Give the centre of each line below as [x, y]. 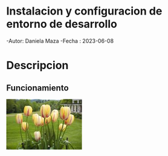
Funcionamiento [37, 88]
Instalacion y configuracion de [84, 11]
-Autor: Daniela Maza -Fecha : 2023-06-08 [60, 41]
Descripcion [37, 66]
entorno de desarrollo [62, 24]
